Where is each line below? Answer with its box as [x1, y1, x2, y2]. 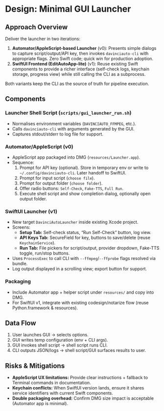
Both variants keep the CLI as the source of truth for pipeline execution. [5, 81, 149, 87]
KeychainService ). [19, 240, 56, 246]
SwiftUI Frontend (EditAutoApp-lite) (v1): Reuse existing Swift [12, 61, 139, 66]
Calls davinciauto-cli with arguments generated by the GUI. [12, 126, 135, 131]
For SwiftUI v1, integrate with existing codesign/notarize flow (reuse [12, 300, 149, 305]
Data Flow [5, 319, 36, 327]
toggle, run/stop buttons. [19, 250, 70, 256]
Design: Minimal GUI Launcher [5, 3, 131, 15]
